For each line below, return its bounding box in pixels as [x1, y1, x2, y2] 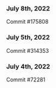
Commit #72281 [6, 76, 46, 83]
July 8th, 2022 [6, 4, 50, 13]
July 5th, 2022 [6, 33, 50, 42]
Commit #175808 [6, 18, 49, 25]
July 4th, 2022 [6, 62, 51, 70]
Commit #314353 [6, 47, 49, 54]
